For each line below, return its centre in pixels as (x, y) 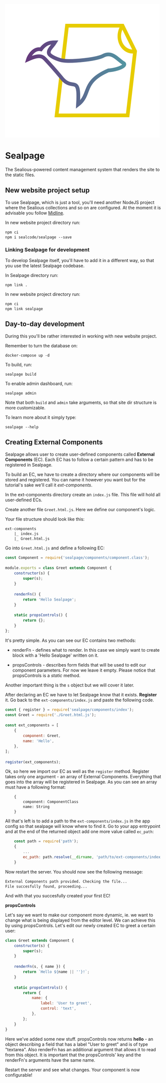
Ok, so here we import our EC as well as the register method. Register (77, 771)
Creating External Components (54, 442)
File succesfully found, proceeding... (46, 886)
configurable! (19, 1075)
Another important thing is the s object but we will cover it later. (70, 685)
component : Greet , (42, 736)
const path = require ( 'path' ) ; (46, 841)
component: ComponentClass (51, 802)
